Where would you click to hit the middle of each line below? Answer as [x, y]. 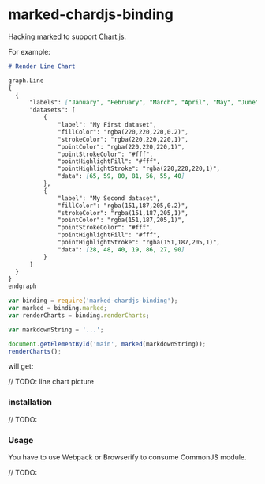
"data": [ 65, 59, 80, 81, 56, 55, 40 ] [121, 176]
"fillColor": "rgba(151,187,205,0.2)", [123, 206]
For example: [30, 51]
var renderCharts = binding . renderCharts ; [79, 315]
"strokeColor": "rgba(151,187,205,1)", [123, 213]
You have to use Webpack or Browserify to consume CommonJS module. [127, 457]
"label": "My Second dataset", [109, 198]
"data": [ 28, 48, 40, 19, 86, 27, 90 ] [121, 250]
